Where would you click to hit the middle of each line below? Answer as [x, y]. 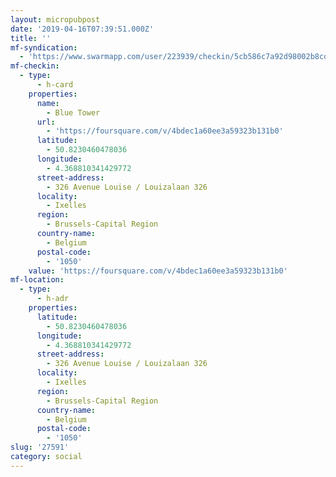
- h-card [55, 85]
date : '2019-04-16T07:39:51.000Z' [82, 29]
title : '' [31, 38]
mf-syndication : [44, 47]
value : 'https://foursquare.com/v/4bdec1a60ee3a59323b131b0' [158, 271]
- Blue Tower [73, 112]
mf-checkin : [35, 66]
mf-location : [37, 280]
